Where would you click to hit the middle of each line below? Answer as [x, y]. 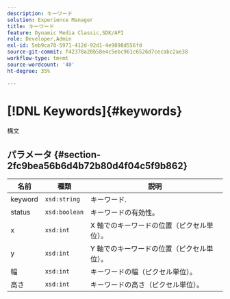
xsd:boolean [64, 212]
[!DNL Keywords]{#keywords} [95, 111]
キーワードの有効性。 [125, 212]
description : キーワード [40, 13]
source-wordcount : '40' [41, 65]
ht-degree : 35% [29, 71]
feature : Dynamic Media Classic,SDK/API [66, 33]
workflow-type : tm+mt [38, 58]
